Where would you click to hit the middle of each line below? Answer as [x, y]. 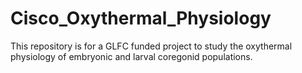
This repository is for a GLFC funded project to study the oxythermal [151, 46]
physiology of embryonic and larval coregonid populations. [131, 56]
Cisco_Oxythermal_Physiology [141, 18]
